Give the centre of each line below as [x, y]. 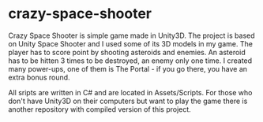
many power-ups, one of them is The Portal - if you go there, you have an [128, 68]
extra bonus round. [39, 77]
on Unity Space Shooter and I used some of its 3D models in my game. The [130, 43]
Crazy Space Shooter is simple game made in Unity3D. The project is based [131, 35]
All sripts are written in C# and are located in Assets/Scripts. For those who [130, 92]
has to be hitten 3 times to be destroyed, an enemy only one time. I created [130, 61]
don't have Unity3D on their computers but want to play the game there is [128, 101]
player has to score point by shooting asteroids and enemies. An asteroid [127, 52]
